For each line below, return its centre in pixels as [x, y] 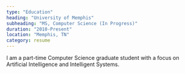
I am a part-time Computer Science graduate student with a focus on [93, 58]
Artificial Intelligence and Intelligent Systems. [63, 64]
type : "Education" [30, 12]
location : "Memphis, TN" [38, 35]
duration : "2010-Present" [39, 29]
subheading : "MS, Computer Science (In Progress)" [72, 23]
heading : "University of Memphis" [50, 18]
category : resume [28, 40]
